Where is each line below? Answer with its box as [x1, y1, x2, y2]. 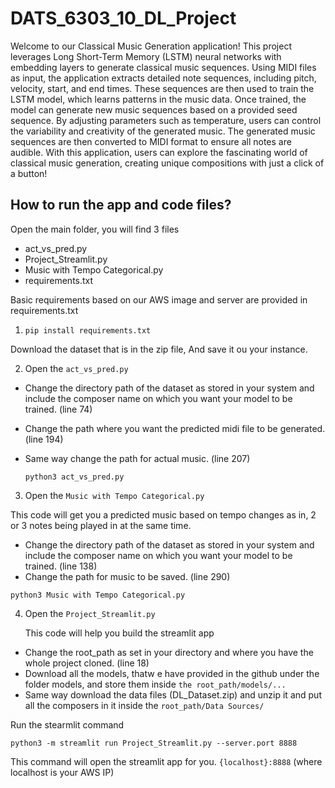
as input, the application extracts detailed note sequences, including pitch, [10, 72, 317, 84]
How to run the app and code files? [10, 197, 232, 214]
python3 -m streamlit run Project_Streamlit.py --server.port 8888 [10, 738, 298, 748]
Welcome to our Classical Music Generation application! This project [10, 40, 292, 52]
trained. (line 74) [24, 403, 93, 415]
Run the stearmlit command [10, 718, 125, 731]
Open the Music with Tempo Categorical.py [24, 489, 205, 501]
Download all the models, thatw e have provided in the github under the [24, 667, 320, 679]
